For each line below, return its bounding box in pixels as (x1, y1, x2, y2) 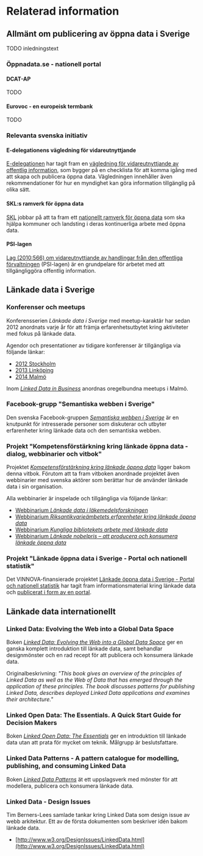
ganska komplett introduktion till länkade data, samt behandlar (6, 645, 163, 652)
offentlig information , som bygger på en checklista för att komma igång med (6, 167, 198, 174)
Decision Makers (6, 719, 57, 727)
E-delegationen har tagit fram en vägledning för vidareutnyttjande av (6, 160, 179, 167)
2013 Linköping (15, 366, 54, 373)
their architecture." (6, 696, 54, 703)
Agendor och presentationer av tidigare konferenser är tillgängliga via (6, 342, 181, 349)
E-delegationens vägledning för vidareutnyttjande (6, 146, 137, 154)
